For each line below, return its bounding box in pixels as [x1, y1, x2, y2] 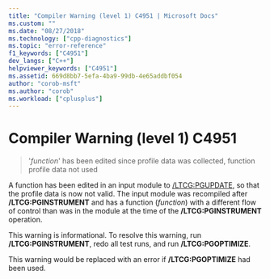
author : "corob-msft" [8, 79, 82, 87]
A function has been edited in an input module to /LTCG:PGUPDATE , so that [8, 180, 260, 190]
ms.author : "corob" [8, 87, 74, 95]
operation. [8, 215, 43, 225]
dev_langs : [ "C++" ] [8, 57, 74, 66]
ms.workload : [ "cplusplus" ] [8, 95, 103, 103]
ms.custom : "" [8, 19, 57, 27]
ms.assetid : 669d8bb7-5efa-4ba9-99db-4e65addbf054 [8, 72, 183, 80]
